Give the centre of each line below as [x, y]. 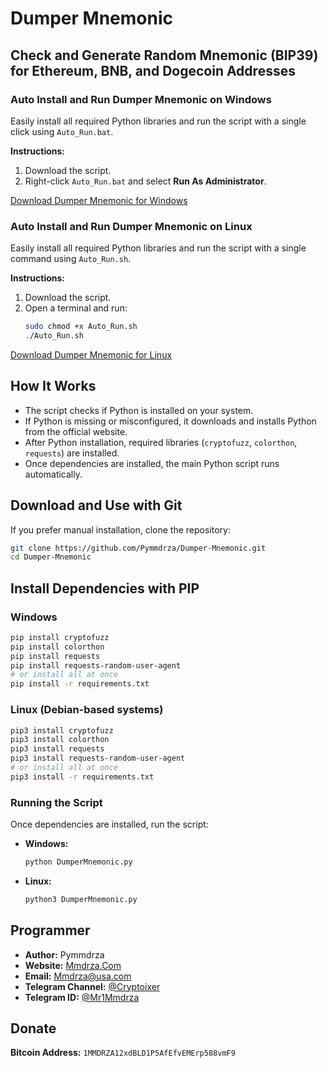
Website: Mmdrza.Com [73, 965]
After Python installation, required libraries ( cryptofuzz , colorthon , [161, 442]
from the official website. [76, 431]
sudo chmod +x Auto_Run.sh [81, 327]
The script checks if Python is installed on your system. [139, 410]
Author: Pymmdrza [64, 954]
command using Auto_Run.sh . [71, 259]
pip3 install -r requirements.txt [82, 777]
